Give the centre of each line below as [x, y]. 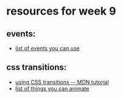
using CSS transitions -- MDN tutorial [62, 82]
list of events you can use [47, 48]
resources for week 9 [61, 11]
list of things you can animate [52, 88]
